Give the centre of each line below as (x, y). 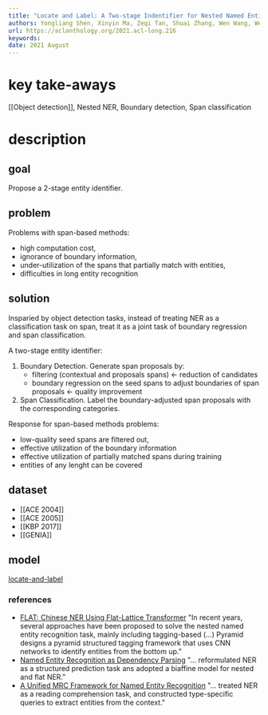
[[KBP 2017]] (41, 526)
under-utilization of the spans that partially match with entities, (122, 265)
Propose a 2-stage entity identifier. (65, 188)
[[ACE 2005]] (41, 517)
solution (29, 299)
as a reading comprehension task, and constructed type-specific (126, 693)
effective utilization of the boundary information (98, 448)
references (30, 600)
